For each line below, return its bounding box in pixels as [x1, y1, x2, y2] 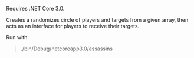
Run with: [6, 34, 29, 40]
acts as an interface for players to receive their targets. [6, 23, 140, 29]
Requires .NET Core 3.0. [6, 5, 65, 12]
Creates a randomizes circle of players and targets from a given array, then [6, 16, 189, 23]
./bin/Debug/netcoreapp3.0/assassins [20, 45, 113, 52]
